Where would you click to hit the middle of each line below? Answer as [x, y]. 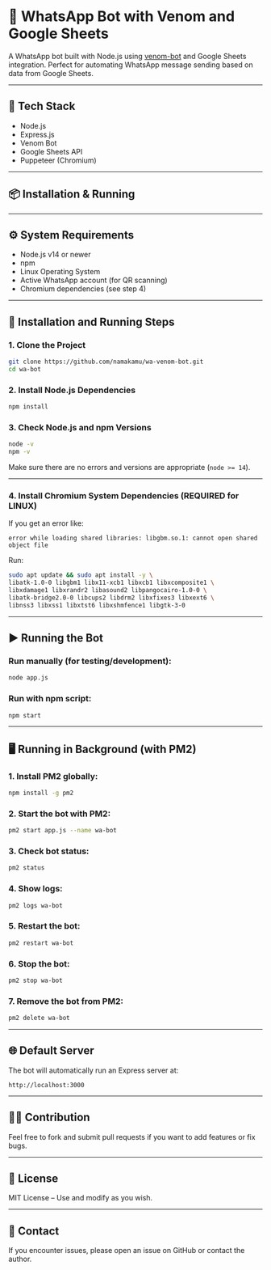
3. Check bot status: [49, 851]
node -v [21, 444]
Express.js [37, 134]
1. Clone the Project [47, 345]
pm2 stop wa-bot [35, 980]
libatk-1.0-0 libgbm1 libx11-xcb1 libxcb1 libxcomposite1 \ [112, 583]
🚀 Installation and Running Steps [92, 322]
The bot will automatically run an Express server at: [94, 1070]
